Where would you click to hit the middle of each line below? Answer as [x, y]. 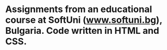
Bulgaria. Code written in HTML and [82, 31]
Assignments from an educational [79, 9]
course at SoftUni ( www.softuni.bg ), [84, 20]
